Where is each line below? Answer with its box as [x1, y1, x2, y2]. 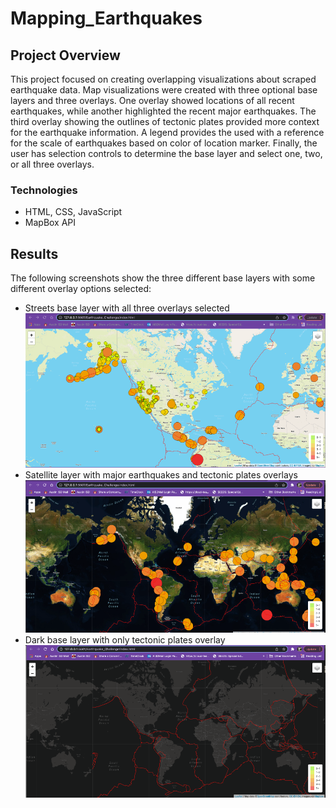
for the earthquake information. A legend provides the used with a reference [10, 127, 325, 138]
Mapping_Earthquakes [10, 7, 203, 30]
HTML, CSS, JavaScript [24, 206, 123, 218]
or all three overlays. [10, 158, 95, 170]
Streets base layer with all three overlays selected [24, 302, 230, 314]
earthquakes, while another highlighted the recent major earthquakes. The [10, 105, 317, 117]
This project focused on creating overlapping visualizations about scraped [10, 73, 317, 85]
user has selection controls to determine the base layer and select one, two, [10, 148, 323, 159]
